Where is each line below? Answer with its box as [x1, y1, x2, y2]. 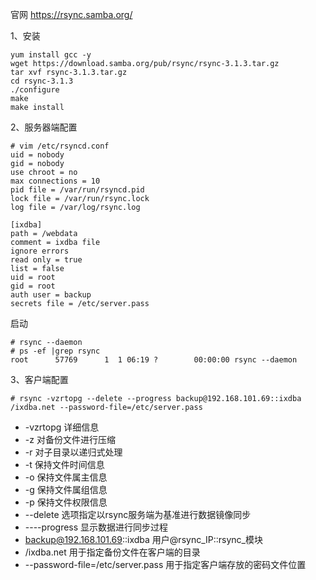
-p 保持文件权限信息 [24, 496, 108, 508]
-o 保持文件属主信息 [24, 471, 108, 483]
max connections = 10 [10, 176, 101, 186]
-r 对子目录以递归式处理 [24, 446, 123, 458]
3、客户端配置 [10, 374, 69, 385]
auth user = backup [10, 290, 92, 300]
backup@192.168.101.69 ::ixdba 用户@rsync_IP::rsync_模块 [24, 534, 263, 545]
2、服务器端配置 [10, 121, 78, 133]
